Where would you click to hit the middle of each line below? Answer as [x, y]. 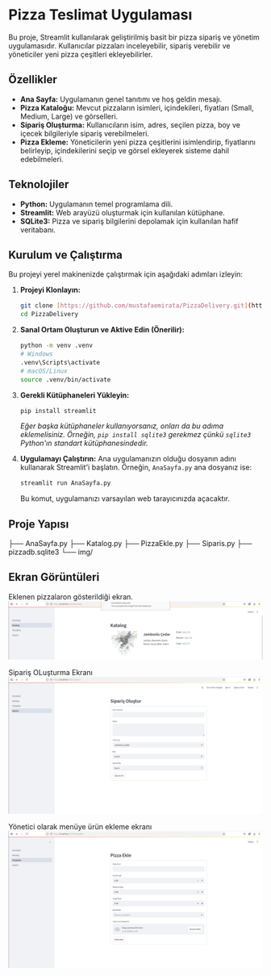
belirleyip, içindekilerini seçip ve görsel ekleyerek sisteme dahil [125, 150]
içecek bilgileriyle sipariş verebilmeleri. [84, 133]
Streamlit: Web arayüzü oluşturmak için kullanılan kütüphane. [123, 212]
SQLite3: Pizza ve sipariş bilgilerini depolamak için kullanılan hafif [129, 221]
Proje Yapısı [39, 524]
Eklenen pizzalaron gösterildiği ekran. [71, 596]
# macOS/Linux [44, 371]
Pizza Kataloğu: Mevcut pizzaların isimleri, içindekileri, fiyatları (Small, [137, 107]
